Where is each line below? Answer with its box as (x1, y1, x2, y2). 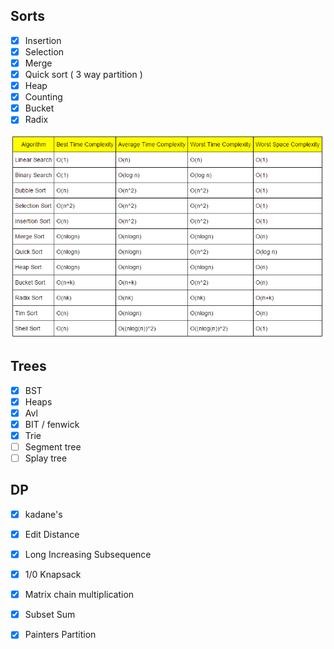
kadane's (24, 508, 63, 520)
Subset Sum (24, 609, 76, 621)
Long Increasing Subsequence (24, 549, 152, 560)
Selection (24, 45, 65, 58)
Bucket (24, 102, 55, 114)
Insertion (24, 34, 62, 46)
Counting (24, 91, 63, 103)
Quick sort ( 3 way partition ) (24, 69, 143, 80)
